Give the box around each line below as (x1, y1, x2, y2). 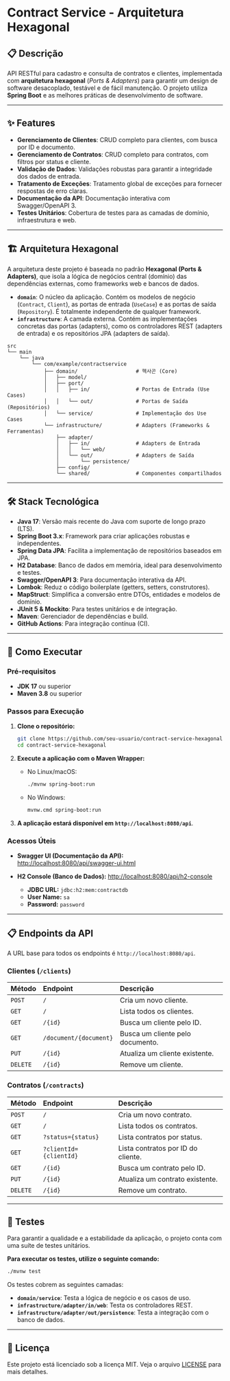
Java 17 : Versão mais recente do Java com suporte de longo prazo (16, 517, 206, 526)
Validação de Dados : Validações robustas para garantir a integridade (16, 165, 213, 173)
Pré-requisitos (7, 666, 56, 676)
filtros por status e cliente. (16, 157, 91, 166)
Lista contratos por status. (118, 1132, 203, 1141)
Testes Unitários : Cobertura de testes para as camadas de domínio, (16, 208, 210, 217)
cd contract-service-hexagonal (16, 742, 107, 749)
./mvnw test (7, 1268, 41, 1275)
